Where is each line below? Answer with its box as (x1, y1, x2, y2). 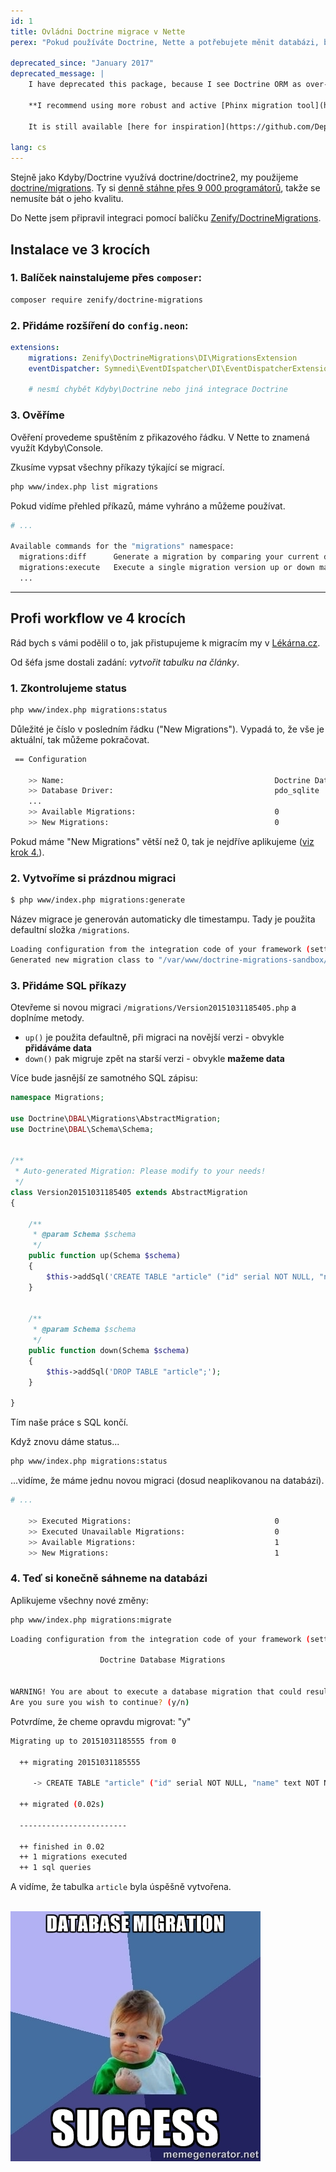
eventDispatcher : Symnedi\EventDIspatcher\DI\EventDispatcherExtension (28, 363, 333, 374)
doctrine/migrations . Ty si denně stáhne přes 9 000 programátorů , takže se (10, 182, 321, 194)
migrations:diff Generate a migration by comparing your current (19, 552, 320, 562)
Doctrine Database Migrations (99, 1655, 226, 1665)
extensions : (10, 342, 60, 352)
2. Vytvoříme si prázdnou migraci (10, 871, 177, 885)
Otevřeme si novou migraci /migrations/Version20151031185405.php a (10, 1001, 297, 1014)
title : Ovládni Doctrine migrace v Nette (10, 26, 186, 37)
